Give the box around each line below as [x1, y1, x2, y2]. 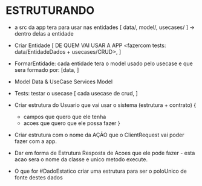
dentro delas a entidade [14, 30, 74, 37]
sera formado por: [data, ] [14, 66, 79, 73]
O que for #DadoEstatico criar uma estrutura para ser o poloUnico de [14, 167, 187, 175]
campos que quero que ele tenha [23, 113, 106, 120]
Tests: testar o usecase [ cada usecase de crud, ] [14, 89, 138, 97]
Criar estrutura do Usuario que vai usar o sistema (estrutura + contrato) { [14, 101, 197, 109]
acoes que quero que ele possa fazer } [23, 119, 120, 127]
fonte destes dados [14, 173, 63, 181]
